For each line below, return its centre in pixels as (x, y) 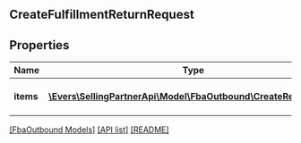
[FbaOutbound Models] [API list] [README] (89, 130)
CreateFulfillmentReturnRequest (102, 15)
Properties (39, 45)
